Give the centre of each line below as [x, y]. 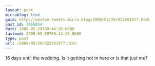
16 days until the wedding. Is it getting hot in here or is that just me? [76, 58]
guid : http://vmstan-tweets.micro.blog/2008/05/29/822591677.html [78, 19]
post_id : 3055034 [24, 24]
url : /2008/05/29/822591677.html [41, 43]
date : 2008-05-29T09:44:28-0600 [40, 29]
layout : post [19, 10]
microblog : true [23, 15]
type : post [17, 39]
